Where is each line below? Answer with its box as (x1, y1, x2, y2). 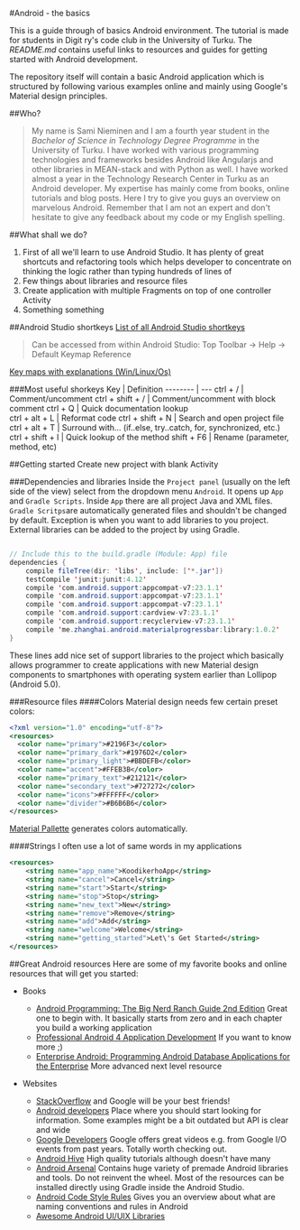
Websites (22, 1077, 58, 1088)
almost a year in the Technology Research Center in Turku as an (31, 173, 269, 184)
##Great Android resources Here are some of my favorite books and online (9, 958, 287, 969)
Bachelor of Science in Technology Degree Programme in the (31, 135, 259, 145)
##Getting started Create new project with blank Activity (9, 459, 219, 469)
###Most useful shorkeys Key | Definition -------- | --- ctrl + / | (9, 384, 244, 394)
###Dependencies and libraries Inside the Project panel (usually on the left (9, 476, 291, 486)
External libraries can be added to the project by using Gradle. (9, 524, 241, 535)
